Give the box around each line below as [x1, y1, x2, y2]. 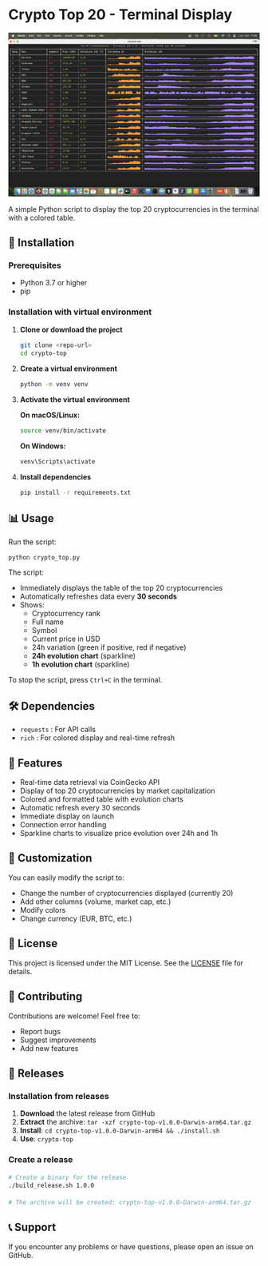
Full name [31, 617, 64, 627]
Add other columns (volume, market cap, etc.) [19, 897, 171, 906]
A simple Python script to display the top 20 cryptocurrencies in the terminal [8, 204, 259, 213]
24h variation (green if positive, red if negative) [31, 643, 187, 652]
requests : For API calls [19, 725, 96, 735]
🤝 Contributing [8, 989, 83, 1004]
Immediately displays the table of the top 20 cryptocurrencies [19, 583, 223, 593]
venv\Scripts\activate [19, 458, 96, 466]
